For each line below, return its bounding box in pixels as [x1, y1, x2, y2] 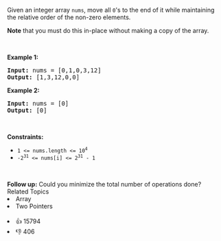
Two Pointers [16, 202, 53, 210]
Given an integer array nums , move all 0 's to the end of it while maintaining [7, 6, 215, 14]
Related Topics [7, 187, 49, 196]
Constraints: [7, 133, 44, 140]
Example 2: [7, 86, 40, 94]
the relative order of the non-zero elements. [7, 13, 131, 21]
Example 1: [7, 53, 39, 61]
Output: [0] [7, 107, 47, 114]
